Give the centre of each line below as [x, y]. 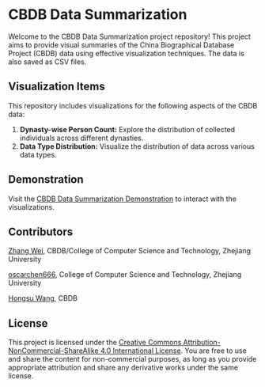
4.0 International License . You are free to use [173, 351]
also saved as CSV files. [47, 62]
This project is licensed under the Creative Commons [95, 343]
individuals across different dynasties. [81, 138]
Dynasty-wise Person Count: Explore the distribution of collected [127, 129]
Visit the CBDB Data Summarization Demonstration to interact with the [123, 199]
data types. [38, 154]
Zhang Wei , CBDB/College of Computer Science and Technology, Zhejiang [130, 251]
